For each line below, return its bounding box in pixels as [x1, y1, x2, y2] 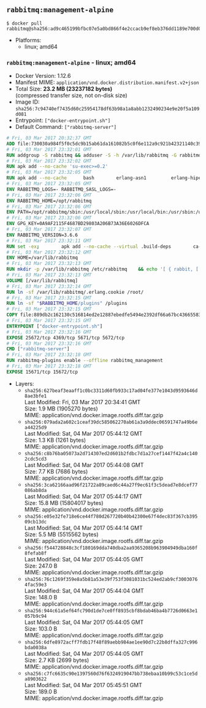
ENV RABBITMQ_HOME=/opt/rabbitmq [6, 198, 92, 204]
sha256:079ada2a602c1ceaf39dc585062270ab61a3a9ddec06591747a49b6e [24, 419, 198, 425]
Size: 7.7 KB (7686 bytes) [24, 468, 88, 475]
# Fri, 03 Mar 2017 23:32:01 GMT [6, 146, 92, 153]
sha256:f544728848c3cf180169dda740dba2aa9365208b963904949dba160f [24, 545, 198, 551]
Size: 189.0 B [24, 688, 57, 695]
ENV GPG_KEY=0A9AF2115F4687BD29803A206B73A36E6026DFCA [6, 221, 150, 227]
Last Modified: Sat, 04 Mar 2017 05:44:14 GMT [24, 524, 143, 531]
